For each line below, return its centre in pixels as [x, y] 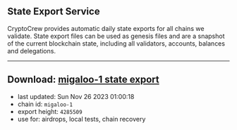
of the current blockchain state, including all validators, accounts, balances [116, 43]
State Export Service [54, 12]
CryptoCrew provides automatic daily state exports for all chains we [106, 28]
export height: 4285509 [50, 111]
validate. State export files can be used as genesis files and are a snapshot [116, 36]
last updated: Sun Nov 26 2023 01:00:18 [76, 96]
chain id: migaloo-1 [45, 104]
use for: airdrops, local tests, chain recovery [81, 119]
